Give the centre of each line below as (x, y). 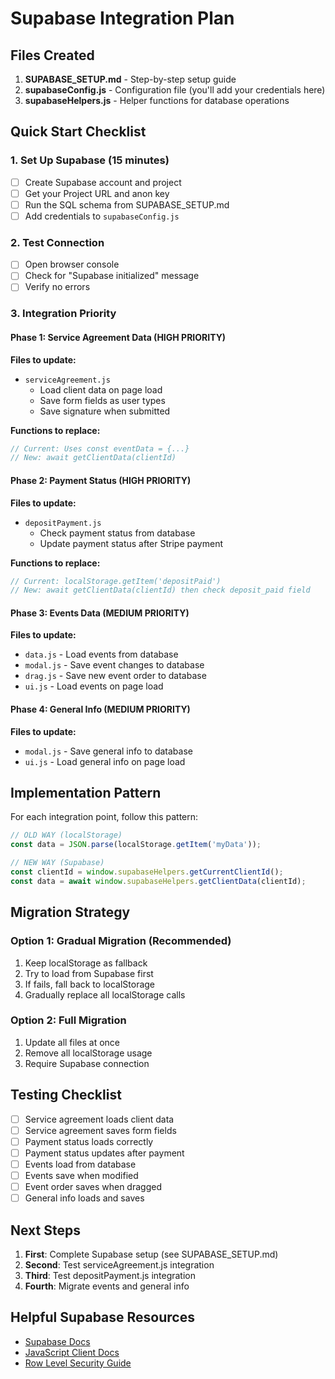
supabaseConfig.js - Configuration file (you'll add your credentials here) (175, 90)
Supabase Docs (57, 1341)
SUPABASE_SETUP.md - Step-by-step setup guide (130, 79)
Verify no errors (57, 287)
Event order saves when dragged (93, 1187)
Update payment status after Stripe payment (131, 543)
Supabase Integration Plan (122, 18)
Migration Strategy (70, 912)
